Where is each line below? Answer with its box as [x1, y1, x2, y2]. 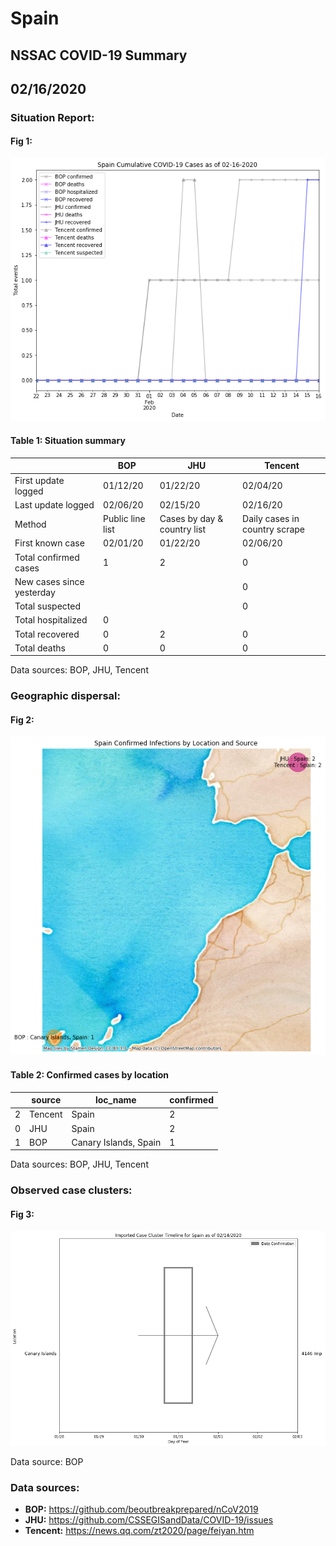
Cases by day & [159, 513, 224, 525]
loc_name [94, 1094, 137, 1106]
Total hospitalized [14, 614, 88, 626]
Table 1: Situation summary [10, 435, 126, 447]
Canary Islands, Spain [71, 1136, 162, 1148]
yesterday [14, 586, 56, 598]
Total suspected [14, 600, 81, 612]
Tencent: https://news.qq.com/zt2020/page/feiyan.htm [24, 1525, 255, 1537]
